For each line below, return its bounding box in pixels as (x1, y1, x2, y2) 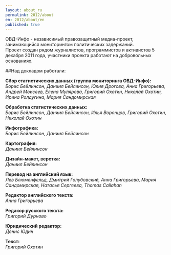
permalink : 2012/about (5, 12, 54, 17)
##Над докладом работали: (5, 68, 66, 74)
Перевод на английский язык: (5, 171, 73, 177)
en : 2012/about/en (5, 17, 45, 22)
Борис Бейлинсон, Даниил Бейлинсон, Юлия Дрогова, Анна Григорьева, (5, 83, 165, 89)
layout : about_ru (5, 7, 42, 13)
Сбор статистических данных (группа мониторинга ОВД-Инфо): (5, 78, 152, 84)
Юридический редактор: (5, 223, 62, 229)
